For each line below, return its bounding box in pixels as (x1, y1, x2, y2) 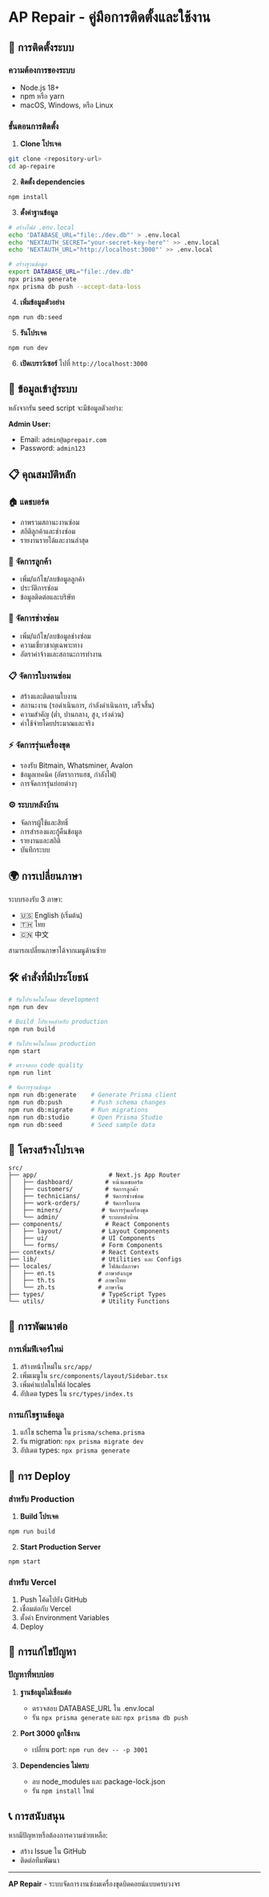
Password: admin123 (19, 444, 86, 453)
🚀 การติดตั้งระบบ (8, 40, 74, 54)
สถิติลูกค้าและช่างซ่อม (19, 526, 76, 537)
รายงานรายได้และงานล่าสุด (19, 536, 90, 545)
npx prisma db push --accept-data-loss (8, 282, 142, 290)
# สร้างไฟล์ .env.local (8, 223, 74, 232)
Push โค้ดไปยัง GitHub (19, 1595, 88, 1604)
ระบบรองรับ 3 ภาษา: (8, 894, 63, 904)
